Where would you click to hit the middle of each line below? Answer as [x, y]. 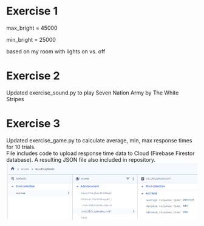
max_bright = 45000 [32, 28]
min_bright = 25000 [31, 39]
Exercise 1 [32, 11]
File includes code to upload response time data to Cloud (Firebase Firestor [101, 153]
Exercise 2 [33, 76]
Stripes [15, 99]
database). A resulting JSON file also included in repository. [81, 159]
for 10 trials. [21, 147]
